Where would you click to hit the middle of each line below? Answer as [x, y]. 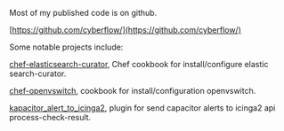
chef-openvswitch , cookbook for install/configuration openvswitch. [133, 91]
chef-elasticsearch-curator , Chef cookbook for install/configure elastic [139, 64]
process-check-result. [50, 117]
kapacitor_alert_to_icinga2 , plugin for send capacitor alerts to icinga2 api [142, 108]
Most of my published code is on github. [83, 13]
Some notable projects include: [66, 47]
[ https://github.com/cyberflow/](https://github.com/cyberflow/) [126, 30]
